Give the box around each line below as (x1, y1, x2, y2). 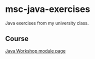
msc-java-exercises (5, 3, 90, 15)
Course (5, 34, 29, 43)
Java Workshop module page (5, 47, 66, 53)
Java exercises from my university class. (5, 20, 89, 26)
